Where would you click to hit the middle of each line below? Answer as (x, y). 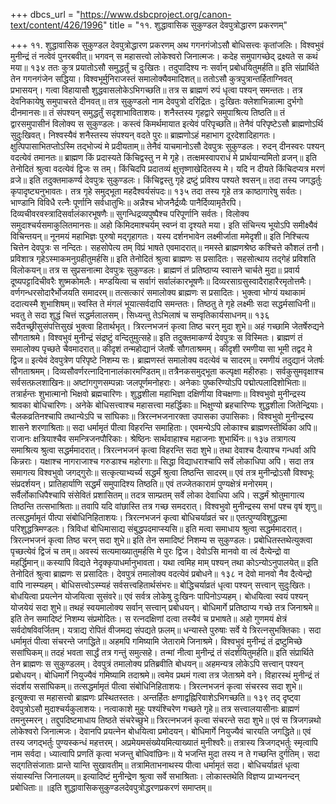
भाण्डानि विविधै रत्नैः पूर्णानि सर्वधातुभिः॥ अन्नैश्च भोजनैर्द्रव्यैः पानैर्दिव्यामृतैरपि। (126, 202)
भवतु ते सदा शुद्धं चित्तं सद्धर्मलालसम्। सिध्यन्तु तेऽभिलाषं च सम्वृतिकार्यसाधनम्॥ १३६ (140, 315)
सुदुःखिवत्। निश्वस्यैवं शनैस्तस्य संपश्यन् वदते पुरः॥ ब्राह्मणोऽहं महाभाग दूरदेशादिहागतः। (143, 135)
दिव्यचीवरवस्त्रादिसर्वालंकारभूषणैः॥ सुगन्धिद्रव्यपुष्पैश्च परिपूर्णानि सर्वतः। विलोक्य (130, 213)
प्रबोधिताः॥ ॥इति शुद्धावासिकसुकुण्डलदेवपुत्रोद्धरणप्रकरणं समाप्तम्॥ (111, 787)
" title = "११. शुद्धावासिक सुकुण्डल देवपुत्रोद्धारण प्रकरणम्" (195, 25)
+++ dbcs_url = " (45, 14)
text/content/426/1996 (57, 25)
